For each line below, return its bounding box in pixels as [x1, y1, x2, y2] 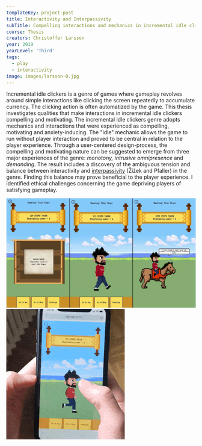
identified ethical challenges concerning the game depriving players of [6, 180, 182, 187]
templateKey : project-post [6, 10, 74, 16]
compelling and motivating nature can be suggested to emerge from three [6, 148, 189, 155]
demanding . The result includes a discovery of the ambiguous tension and [6, 161, 191, 168]
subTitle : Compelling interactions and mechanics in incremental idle [6, 22, 187, 28]
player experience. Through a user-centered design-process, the [6, 141, 168, 149]
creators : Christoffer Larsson [6, 35, 85, 42]
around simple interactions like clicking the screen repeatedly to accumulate [6, 97, 195, 104]
